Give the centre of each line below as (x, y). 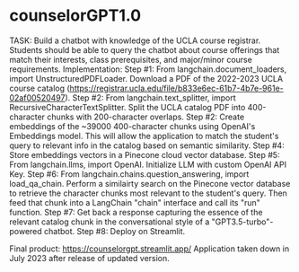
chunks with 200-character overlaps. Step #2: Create (146, 117)
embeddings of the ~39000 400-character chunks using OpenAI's (132, 126)
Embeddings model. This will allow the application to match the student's (144, 136)
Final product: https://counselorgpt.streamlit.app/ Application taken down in (149, 249)
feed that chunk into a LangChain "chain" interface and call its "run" (135, 202)
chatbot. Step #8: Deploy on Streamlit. (114, 231)
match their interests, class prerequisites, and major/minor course (131, 59)
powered (26, 231)
